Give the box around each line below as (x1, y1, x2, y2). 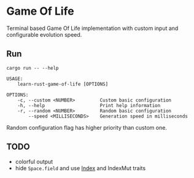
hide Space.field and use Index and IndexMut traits (15, 164, 146, 172)
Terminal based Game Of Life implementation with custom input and (6, 24, 179, 32)
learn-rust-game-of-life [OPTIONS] (17, 81, 109, 87)
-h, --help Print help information (17, 102, 161, 108)
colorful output (15, 158, 53, 165)
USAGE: (6, 75, 23, 82)
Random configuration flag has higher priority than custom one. (6, 124, 168, 131)
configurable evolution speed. (6, 31, 82, 38)
